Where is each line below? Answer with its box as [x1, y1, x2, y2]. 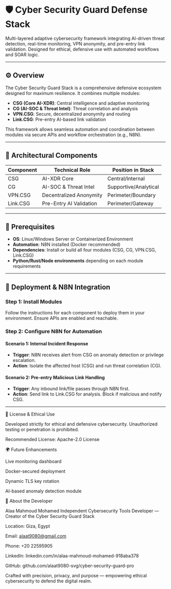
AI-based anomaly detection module [5, 488, 82, 494]
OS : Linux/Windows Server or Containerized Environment [12, 236, 133, 242]
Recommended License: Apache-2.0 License [5, 436, 100, 443]
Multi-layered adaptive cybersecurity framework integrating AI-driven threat [5, 35, 165, 41]
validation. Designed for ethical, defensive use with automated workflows [5, 46, 159, 52]
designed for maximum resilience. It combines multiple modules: [5, 90, 141, 96]
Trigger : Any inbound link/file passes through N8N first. [12, 386, 130, 392]
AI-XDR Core [42, 175, 74, 182]
